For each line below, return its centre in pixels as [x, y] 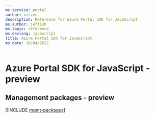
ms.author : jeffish [26, 24]
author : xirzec [21, 15]
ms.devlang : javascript [31, 34]
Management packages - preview [60, 98]
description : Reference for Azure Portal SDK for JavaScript [72, 19]
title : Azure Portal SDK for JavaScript [49, 39]
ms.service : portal [26, 10]
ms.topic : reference [27, 29]
